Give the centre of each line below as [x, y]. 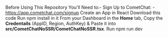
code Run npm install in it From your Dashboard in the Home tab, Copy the [84, 18]
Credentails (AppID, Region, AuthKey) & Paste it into [61, 23]
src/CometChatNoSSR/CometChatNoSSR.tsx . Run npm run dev [74, 29]
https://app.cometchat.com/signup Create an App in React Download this [83, 13]
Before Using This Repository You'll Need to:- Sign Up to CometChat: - [80, 7]
